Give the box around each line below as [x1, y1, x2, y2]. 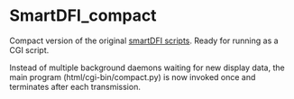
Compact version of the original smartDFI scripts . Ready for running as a [9, 35, 279, 46]
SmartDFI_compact [9, 5, 157, 26]
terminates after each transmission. [9, 81, 142, 92]
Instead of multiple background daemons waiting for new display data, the [9, 62, 286, 73]
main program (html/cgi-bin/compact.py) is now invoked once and [9, 71, 256, 82]
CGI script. [9, 44, 50, 55]
